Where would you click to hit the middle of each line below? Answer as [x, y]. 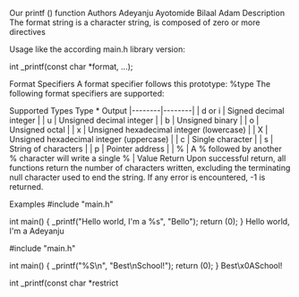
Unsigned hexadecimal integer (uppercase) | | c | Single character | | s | [141, 139]
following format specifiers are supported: [87, 93]
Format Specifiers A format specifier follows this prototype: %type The [140, 84]
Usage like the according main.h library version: [97, 49]
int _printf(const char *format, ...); [71, 67]
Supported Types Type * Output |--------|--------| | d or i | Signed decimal [147, 110]
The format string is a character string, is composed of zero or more [135, 22]
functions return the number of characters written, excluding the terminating [150, 168]
